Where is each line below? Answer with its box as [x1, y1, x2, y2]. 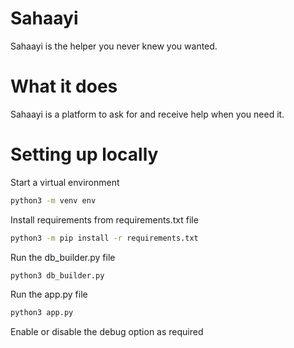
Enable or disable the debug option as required [10, 326, 204, 338]
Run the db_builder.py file [10, 251, 116, 263]
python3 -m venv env [10, 195, 97, 206]
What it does [10, 75, 118, 98]
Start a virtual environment [10, 176, 120, 188]
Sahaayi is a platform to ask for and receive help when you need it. [10, 108, 285, 120]
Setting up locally [10, 143, 159, 166]
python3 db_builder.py [10, 270, 105, 281]
